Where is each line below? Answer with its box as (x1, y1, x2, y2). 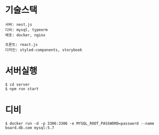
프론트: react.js (5, 42, 38, 47)
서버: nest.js (5, 22, 32, 27)
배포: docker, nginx (5, 33, 46, 38)
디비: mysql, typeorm (5, 27, 48, 32)
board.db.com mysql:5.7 (5, 125, 55, 130)
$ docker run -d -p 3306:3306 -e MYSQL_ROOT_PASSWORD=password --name (5, 121, 155, 126)
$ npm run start (5, 86, 39, 91)
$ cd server (5, 82, 30, 87)
